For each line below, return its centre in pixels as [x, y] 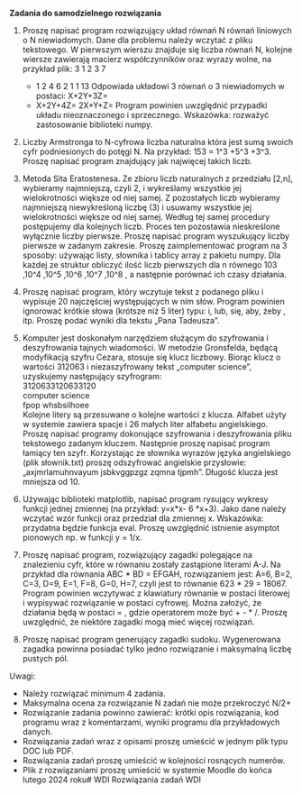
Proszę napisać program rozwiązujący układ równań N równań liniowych [157, 30]
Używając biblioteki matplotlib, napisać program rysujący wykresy [145, 499]
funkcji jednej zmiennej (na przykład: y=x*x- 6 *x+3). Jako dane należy [154, 509]
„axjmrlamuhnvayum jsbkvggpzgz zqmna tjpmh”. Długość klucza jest [150, 472]
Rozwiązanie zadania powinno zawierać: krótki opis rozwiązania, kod [151, 712]
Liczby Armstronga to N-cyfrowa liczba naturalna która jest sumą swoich [158, 142]
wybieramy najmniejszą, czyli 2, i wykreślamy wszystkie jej [132, 188]
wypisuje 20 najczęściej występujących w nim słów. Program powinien [154, 301]
